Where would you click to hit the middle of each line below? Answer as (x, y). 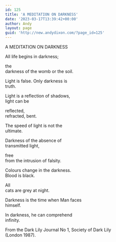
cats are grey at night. (27, 190)
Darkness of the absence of (33, 140)
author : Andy (19, 24)
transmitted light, (22, 146)
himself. (13, 205)
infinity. (13, 220)
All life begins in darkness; (32, 57)
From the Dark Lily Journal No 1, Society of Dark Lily (58, 230)
